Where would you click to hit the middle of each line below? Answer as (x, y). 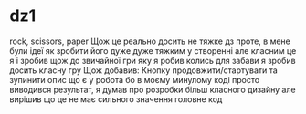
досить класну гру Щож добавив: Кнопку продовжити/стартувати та (144, 70)
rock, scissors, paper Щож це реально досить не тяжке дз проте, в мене (150, 41)
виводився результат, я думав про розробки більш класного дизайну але (153, 89)
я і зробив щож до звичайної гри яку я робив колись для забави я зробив (153, 60)
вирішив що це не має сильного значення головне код (116, 99)
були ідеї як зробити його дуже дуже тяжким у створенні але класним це (153, 50)
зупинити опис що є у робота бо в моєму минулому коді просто (135, 79)
